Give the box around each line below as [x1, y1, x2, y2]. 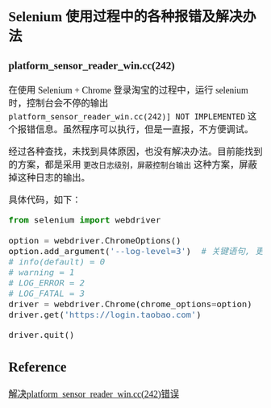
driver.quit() [8, 329, 75, 340]
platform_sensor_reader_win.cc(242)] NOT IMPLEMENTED [8, 112, 246, 123]
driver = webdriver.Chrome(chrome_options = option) [8, 298, 252, 310]
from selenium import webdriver [8, 214, 161, 226]
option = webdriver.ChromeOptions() [8, 235, 181, 247]
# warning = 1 [8, 266, 75, 277]
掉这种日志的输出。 [8, 173, 90, 184]
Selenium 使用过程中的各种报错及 [8, 8, 216, 25]
